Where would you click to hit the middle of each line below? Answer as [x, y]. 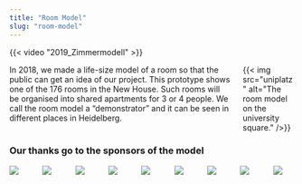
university [261, 118]
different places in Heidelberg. [66, 118]
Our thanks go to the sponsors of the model [107, 150]
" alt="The [262, 89]
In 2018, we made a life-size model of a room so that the [114, 70]
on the [255, 108]
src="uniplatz [268, 79]
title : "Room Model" [48, 18]
